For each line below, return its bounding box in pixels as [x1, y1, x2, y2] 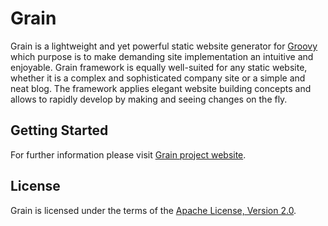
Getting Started [10, 122, 109, 139]
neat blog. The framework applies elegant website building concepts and [10, 82, 312, 94]
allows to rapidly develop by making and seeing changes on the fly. [10, 93, 288, 105]
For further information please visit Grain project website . [10, 148, 247, 161]
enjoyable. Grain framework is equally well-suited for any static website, [10, 61, 308, 73]
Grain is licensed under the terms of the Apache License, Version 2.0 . [10, 204, 297, 216]
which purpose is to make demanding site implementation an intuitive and [10, 50, 314, 62]
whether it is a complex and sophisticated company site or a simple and [10, 72, 306, 84]
